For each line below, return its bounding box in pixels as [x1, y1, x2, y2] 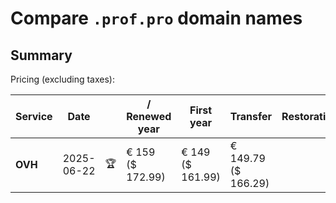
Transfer [229, 110, 273, 123]
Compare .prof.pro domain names [10, 7, 303, 30]
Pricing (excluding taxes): [10, 73, 116, 85]
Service [15, 110, 53, 123]
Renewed [126, 110, 172, 123]
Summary [10, 47, 73, 64]
